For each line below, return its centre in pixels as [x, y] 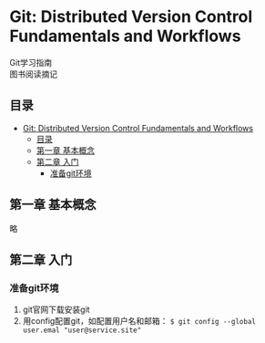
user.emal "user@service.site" [82, 330]
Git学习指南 [31, 62]
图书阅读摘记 [33, 74]
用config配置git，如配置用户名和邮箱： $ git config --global [139, 321]
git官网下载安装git [56, 310]
